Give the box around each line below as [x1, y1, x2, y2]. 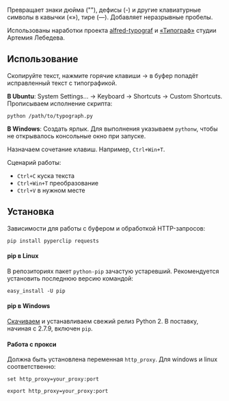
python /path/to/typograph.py [7, 112, 94, 119]
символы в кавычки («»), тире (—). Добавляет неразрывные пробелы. [7, 13, 213, 21]
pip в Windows [7, 302, 51, 310]
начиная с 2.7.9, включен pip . [7, 324, 94, 333]
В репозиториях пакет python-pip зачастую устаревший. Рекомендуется [7, 267, 219, 275]
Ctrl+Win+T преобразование [16, 179, 99, 187]
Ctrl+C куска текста [16, 171, 75, 180]
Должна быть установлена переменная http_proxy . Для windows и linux [7, 355, 217, 363]
